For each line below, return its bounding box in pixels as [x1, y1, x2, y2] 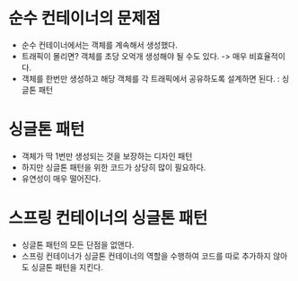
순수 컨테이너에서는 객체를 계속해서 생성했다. [21, 40, 179, 50]
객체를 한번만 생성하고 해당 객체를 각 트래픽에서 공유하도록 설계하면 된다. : [21, 73, 280, 83]
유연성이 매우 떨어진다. [21, 172, 101, 184]
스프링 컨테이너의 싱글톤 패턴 [8, 208, 208, 229]
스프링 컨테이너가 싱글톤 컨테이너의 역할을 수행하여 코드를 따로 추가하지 [21, 250, 271, 261]
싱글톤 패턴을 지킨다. [31, 261, 104, 272]
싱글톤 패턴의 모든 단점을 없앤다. [21, 239, 135, 250]
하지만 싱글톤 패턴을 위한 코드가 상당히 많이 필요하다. [21, 162, 206, 172]
